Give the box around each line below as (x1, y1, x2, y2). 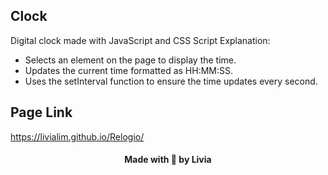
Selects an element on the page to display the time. (24, 54, 237, 66)
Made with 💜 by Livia (124, 154, 212, 166)
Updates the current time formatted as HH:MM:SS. (24, 64, 234, 76)
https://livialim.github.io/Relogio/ (10, 130, 145, 143)
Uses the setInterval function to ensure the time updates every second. (24, 75, 318, 87)
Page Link (10, 104, 73, 121)
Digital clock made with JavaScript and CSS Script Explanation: (10, 34, 271, 46)
